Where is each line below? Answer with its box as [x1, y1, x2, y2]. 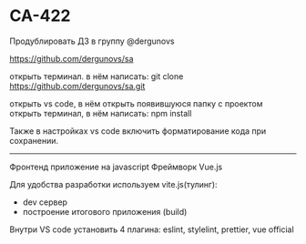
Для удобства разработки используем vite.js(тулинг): [9, 178, 218, 189]
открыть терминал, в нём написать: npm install [9, 107, 192, 118]
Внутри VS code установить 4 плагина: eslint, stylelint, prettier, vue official [9, 224, 294, 235]
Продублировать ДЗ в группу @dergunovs [9, 36, 175, 46]
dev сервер [22, 197, 68, 208]
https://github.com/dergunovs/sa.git [9, 80, 146, 91]
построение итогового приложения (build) [22, 206, 188, 217]
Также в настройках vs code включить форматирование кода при [9, 125, 267, 137]
